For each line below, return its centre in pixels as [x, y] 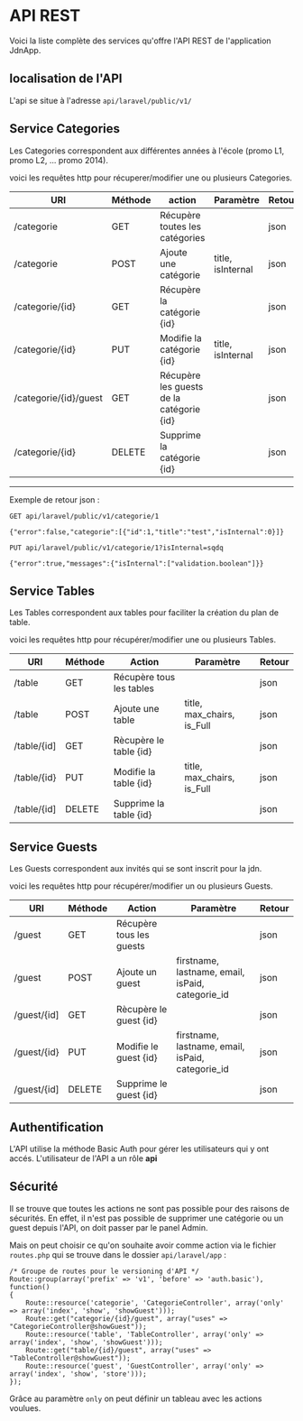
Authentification [56, 1127]
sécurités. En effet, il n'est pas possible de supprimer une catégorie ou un [147, 1218]
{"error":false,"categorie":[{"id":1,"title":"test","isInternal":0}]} [147, 532]
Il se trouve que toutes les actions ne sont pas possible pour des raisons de [150, 1208]
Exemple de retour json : [55, 499]
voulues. [25, 1407]
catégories [182, 237]
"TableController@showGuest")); [70, 1358]
